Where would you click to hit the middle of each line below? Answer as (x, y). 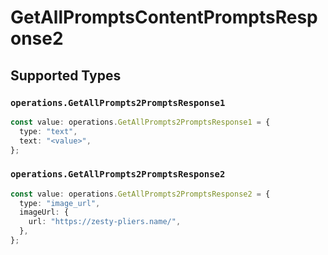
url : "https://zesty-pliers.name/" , (105, 222)
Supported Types (66, 75)
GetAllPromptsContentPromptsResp (164, 17)
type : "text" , (48, 131)
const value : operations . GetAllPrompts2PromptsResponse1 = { (140, 122)
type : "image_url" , (60, 203)
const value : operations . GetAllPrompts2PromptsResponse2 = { (140, 194)
